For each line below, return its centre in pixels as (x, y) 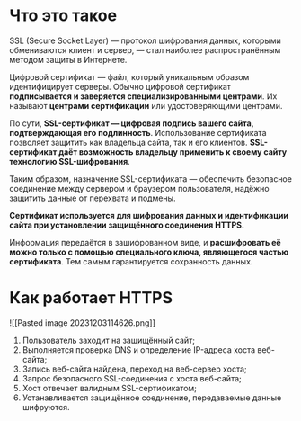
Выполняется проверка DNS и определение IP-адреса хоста (139, 349)
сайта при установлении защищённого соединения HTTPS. (127, 225)
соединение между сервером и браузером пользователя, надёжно (139, 188)
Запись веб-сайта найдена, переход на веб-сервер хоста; (134, 369)
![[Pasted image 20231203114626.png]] (82, 322)
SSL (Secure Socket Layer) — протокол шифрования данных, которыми (145, 40)
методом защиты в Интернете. (68, 59)
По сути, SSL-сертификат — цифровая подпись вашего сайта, (132, 123)
